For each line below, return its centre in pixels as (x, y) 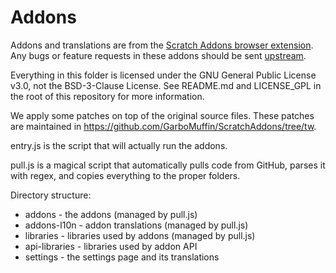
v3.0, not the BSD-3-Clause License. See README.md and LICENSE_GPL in (166, 85)
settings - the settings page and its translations (122, 257)
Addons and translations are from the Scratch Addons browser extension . (162, 45)
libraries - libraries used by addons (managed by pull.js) (140, 235)
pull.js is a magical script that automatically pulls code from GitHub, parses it (168, 165)
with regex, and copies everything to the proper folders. (125, 175)
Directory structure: (51, 195)
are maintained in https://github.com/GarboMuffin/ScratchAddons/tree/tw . (163, 126)
